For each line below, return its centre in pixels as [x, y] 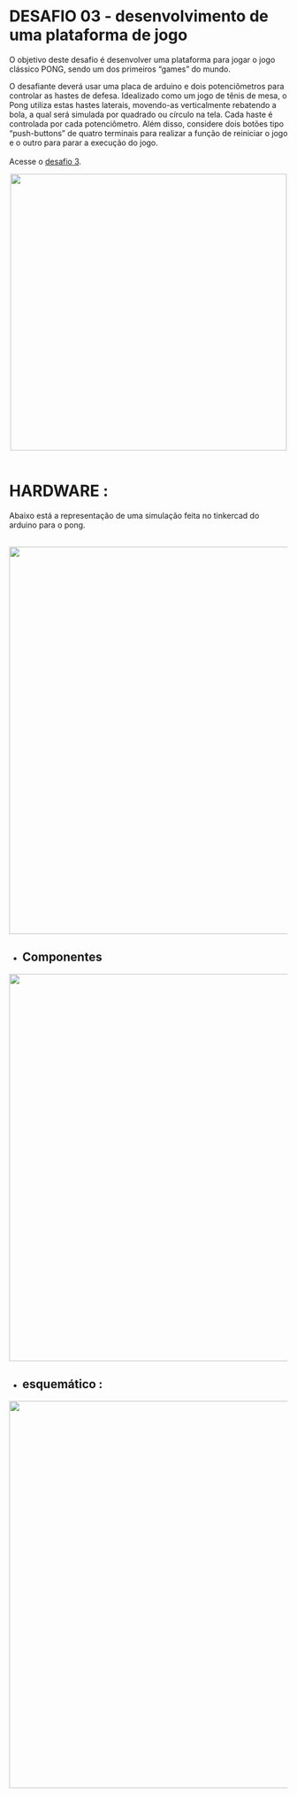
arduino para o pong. [47, 525]
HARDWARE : [59, 491]
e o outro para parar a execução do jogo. [84, 143]
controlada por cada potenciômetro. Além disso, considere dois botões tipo [147, 123]
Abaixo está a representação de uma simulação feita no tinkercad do [134, 515]
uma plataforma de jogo [99, 35]
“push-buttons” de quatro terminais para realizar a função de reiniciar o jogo [148, 133]
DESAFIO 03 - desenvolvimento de [139, 16]
